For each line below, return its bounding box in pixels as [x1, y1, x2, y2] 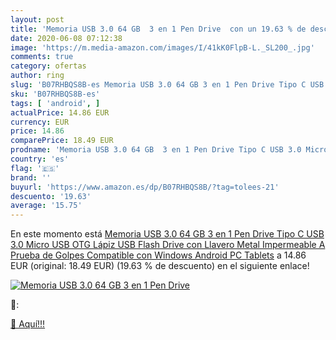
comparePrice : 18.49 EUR [10, 136, 114, 146]
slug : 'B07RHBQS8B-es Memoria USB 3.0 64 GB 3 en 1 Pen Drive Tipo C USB [10, 80, 325, 90]
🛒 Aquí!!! [10, 318, 46, 330]
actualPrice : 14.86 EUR [10, 107, 110, 118]
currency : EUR [10, 117, 70, 127]
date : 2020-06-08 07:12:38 [10, 33, 123, 43]
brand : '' [10, 172, 52, 183]
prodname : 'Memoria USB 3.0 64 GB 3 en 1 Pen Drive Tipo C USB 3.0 [10, 145, 302, 155]
